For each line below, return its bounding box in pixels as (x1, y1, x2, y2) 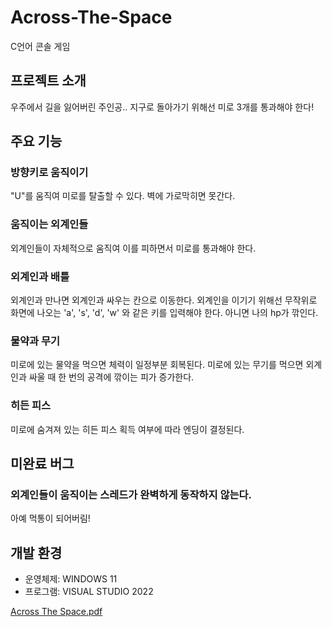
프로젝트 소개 (10, 72, 87, 90)
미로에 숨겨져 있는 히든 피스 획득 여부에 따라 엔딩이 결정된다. (10, 423, 245, 435)
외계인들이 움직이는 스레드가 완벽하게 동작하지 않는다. (10, 487, 253, 501)
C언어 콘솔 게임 (10, 40, 71, 52)
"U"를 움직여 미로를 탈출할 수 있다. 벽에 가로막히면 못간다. (10, 190, 236, 202)
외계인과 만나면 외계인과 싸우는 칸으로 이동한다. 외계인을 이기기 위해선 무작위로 (10, 294, 318, 306)
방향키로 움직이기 (10, 166, 89, 180)
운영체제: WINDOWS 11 (24, 573, 118, 585)
